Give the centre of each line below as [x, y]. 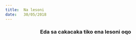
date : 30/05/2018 [26, 14]
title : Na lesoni [25, 10]
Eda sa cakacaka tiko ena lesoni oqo [86, 32]
